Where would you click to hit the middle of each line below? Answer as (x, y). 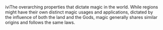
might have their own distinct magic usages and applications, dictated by (79, 12)
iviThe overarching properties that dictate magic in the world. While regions (82, 7)
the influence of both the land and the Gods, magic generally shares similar (81, 17)
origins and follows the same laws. (40, 22)
